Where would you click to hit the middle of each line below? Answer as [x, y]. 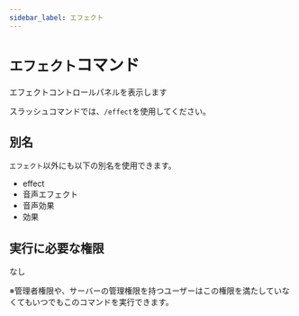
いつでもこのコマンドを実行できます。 [103, 302]
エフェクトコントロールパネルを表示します [88, 92]
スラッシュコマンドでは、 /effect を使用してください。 [110, 111]
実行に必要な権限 [57, 248]
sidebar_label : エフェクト [56, 18]
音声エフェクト [50, 194]
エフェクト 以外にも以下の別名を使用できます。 [93, 166]
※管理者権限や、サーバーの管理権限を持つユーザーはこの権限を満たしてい [145, 291]
